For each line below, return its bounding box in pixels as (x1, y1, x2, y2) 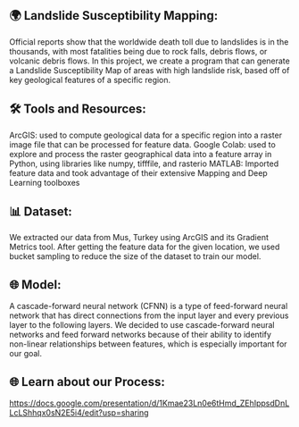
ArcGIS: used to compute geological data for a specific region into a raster (9, 130, 283, 140)
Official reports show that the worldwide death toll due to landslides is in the (9, 36, 289, 47)
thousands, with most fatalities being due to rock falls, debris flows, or (9, 46, 268, 56)
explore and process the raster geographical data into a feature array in (9, 148, 272, 159)
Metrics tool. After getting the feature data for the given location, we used (9, 241, 280, 253)
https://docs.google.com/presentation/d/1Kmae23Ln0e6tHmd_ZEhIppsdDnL (9, 398, 290, 409)
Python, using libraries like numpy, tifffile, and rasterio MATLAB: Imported (9, 158, 279, 169)
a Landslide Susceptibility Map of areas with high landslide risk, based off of (9, 64, 290, 75)
